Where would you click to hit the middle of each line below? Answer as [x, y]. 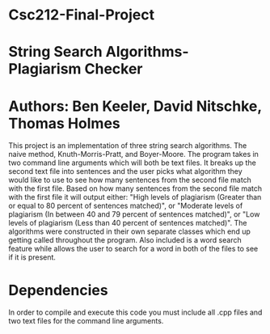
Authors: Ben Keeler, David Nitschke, [135, 106]
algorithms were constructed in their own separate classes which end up [129, 231]
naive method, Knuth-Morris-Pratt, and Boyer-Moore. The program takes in [133, 154]
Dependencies [58, 290]
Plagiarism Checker [76, 69]
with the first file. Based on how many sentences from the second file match [135, 188]
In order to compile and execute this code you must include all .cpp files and [135, 312]
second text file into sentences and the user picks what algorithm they [125, 171]
